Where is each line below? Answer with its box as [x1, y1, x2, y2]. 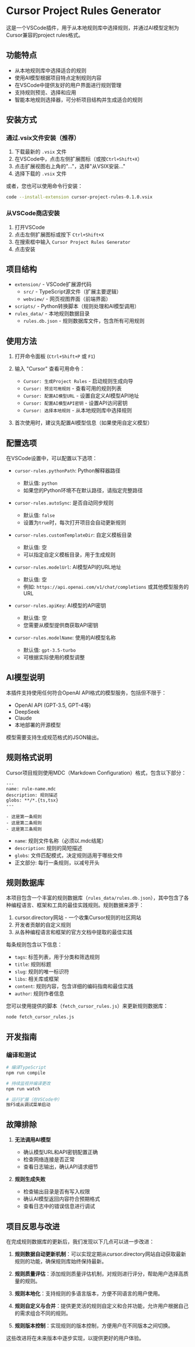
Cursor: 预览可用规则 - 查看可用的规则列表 [23, 385, 122, 392]
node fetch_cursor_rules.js [6, 1014, 75, 1020]
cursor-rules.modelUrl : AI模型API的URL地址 [14, 564, 121, 571]
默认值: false [23, 512, 55, 519]
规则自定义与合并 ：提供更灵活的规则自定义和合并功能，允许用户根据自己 [14, 1302, 189, 1309]
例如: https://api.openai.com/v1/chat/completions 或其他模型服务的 [23, 583, 189, 590]
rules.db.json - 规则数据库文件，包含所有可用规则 [23, 317, 145, 324]
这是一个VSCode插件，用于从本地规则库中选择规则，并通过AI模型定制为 [6, 24, 179, 31]
